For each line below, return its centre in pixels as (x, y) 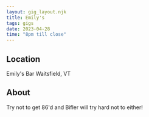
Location (23, 59)
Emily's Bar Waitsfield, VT (39, 73)
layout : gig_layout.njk (36, 12)
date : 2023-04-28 (28, 29)
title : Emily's (26, 18)
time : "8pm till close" (36, 35)
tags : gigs (20, 23)
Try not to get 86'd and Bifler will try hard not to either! (74, 107)
